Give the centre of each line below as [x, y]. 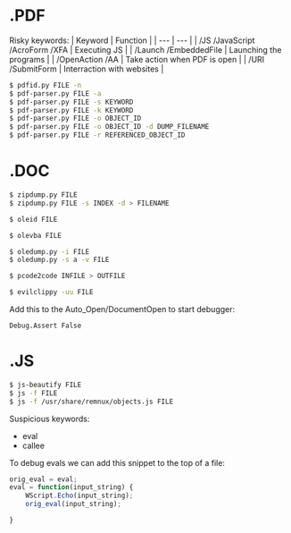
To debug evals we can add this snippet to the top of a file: [117, 462]
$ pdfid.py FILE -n [46, 85]
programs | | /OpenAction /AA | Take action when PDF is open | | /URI [137, 59]
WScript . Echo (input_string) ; [79, 496]
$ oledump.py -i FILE [50, 251]
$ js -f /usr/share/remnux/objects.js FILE [91, 402]
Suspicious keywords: [50, 419]
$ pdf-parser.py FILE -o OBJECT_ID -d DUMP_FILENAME [109, 127]
